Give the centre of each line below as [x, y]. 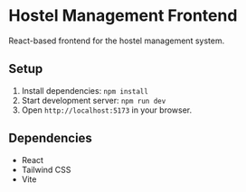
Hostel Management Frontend [123, 16]
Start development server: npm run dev [94, 100]
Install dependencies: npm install [85, 90]
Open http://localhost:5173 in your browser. [106, 110]
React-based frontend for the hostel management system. [117, 41]
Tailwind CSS [46, 169]
